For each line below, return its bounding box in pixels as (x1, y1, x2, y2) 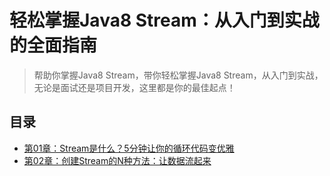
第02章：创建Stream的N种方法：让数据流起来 (23, 154, 212, 166)
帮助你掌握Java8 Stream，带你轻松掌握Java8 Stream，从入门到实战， (33, 69, 324, 81)
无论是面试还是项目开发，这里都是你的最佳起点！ (33, 81, 236, 93)
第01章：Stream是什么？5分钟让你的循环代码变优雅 (23, 142, 235, 154)
